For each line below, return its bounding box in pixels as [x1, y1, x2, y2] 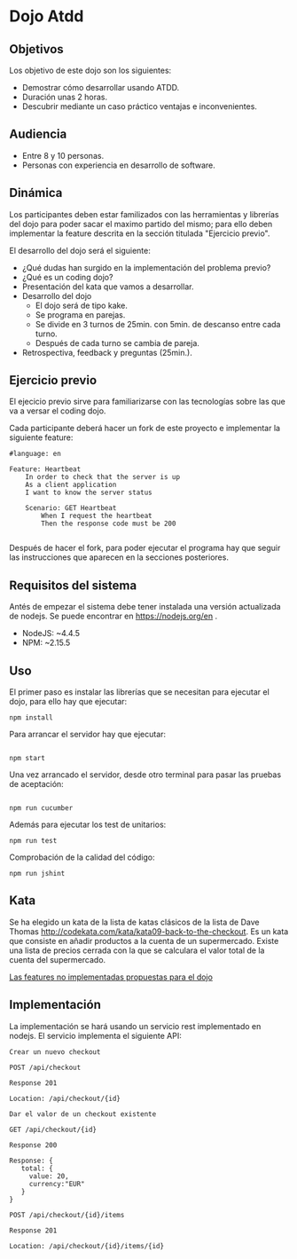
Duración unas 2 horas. [21, 91, 108, 102]
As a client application [25, 481, 117, 490]
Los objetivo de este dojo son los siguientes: [9, 65, 172, 75]
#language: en [9, 450, 62, 459]
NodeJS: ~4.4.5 [21, 628, 80, 639]
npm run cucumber [9, 804, 74, 813]
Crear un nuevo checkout [9, 1047, 101, 1057]
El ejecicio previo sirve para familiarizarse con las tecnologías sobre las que [9, 397, 286, 407]
